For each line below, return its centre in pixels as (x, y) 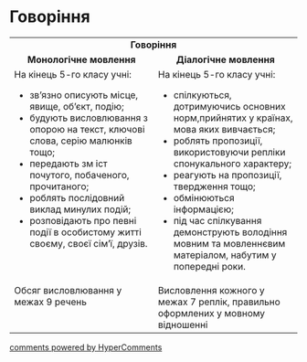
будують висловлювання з (89, 118)
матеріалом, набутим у (225, 255)
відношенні (183, 325)
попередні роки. (210, 266)
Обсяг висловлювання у (68, 290)
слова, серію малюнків (81, 141)
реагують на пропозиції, (228, 175)
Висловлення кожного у (212, 290)
